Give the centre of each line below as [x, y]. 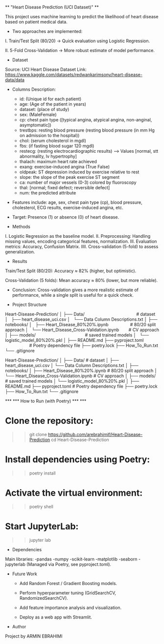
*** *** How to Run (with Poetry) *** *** [46, 401]
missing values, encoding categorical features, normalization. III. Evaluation [81, 241]
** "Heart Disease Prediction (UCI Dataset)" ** [52, 7]
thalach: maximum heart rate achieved [58, 161]
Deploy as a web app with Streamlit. [56, 617]
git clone [38, 434]
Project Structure [29, 305]
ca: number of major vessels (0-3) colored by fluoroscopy [78, 182]
